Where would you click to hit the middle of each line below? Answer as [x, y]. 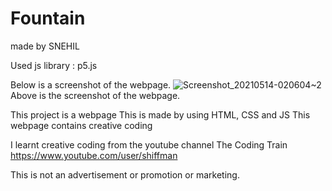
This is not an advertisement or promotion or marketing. [125, 174]
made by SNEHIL [45, 46]
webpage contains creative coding [81, 125]
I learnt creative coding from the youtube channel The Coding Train [149, 144]
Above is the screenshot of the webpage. [95, 95]
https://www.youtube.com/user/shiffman [94, 155]
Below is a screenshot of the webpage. [91, 84]
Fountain [48, 18]
